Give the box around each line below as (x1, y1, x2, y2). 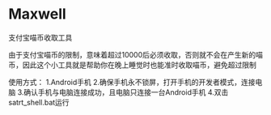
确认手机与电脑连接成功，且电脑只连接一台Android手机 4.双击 (23, 87, 229, 97)
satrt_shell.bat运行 (8, 97, 70, 107)
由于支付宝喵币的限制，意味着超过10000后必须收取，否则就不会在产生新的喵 (8, 49, 264, 59)
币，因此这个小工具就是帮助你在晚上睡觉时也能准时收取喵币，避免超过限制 (8, 60, 256, 70)
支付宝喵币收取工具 (8, 32, 73, 42)
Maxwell (8, 5, 66, 23)
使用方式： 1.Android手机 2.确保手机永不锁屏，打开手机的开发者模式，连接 (8, 77, 256, 87)
